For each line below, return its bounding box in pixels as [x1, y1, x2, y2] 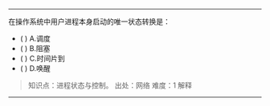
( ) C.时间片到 [19, 53, 66, 63]
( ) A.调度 [19, 33, 51, 43]
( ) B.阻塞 [19, 44, 51, 53]
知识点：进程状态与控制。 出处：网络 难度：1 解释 [27, 80, 193, 90]
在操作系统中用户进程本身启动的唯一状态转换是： [8, 17, 170, 26]
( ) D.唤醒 [19, 64, 51, 73]
